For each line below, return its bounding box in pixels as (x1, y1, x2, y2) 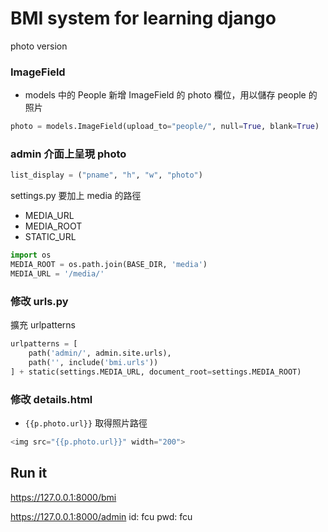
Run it (10, 465, 48, 482)
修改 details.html (10, 392, 93, 406)
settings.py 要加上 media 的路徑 (10, 190, 142, 202)
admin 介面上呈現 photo (10, 147, 127, 161)
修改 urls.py (10, 294, 69, 308)
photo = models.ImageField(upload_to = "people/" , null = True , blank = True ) (10, 122, 320, 132)
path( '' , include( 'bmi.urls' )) (28, 357, 159, 367)
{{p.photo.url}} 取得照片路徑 (24, 417, 148, 429)
